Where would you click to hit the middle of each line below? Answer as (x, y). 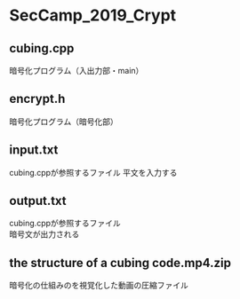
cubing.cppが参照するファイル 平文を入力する (93, 172)
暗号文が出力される (44, 234)
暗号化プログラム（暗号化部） (64, 122)
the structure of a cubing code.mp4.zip (120, 263)
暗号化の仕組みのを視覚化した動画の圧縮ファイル (99, 286)
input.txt (34, 150)
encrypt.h (37, 99)
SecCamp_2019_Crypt (93, 16)
